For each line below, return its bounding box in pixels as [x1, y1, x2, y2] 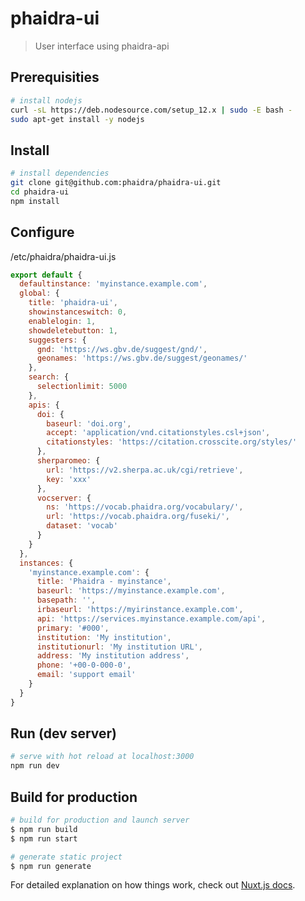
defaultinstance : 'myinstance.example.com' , [19, 279, 208, 289]
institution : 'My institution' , [36, 632, 172, 642]
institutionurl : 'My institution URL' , [36, 642, 203, 652]
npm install [10, 196, 60, 206]
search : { [28, 372, 70, 382]
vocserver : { [36, 493, 92, 503]
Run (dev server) [10, 725, 117, 742]
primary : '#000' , [36, 623, 110, 633]
